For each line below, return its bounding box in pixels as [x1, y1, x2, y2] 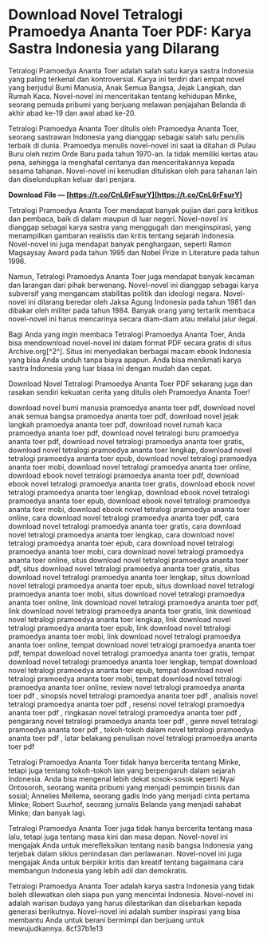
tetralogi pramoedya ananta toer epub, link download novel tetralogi [8, 623, 231, 632]
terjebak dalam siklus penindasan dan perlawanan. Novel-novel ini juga [8, 848, 242, 858]
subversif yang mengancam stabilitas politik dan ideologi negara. [8, 289, 222, 298]
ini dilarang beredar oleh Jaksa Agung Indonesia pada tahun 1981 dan [27, 297, 257, 306]
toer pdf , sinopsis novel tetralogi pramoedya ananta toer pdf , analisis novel [8, 691, 258, 700]
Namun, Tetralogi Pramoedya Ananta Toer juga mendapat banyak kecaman [8, 271, 255, 281]
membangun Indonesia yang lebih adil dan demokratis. [8, 865, 189, 875]
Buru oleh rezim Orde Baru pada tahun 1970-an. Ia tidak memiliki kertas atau [8, 149, 258, 159]
